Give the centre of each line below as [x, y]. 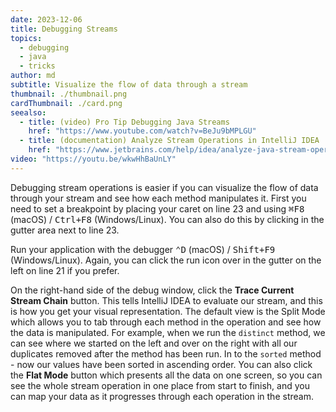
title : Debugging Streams [64, 29]
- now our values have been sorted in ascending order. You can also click [161, 364]
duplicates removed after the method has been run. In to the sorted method [166, 353]
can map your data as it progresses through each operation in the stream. [162, 396]
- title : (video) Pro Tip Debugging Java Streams [124, 122]
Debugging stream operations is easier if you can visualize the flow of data [164, 187]
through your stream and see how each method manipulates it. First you [158, 198]
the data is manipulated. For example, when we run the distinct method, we [168, 332]
